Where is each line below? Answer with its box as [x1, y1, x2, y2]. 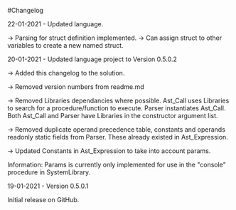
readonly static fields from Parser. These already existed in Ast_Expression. [7, 133, 229, 141]
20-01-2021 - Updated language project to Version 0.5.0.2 [7, 55, 178, 63]
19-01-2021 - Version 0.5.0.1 [7, 182, 89, 190]
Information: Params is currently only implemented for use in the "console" [7, 160, 226, 169]
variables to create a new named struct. [7, 41, 124, 49]
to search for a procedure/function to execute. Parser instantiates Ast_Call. [7, 104, 226, 112]
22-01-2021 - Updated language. [7, 20, 104, 28]
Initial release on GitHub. [7, 196, 80, 204]
